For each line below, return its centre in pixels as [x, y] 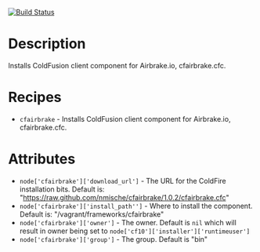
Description [47, 44]
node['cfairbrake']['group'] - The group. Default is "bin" [114, 239]
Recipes [35, 97]
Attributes [42, 159]
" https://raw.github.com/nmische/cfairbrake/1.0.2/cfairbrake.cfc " [124, 197]
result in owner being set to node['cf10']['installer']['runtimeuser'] [135, 231]
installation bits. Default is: [62, 189]
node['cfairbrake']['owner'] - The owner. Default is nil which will [128, 222]
